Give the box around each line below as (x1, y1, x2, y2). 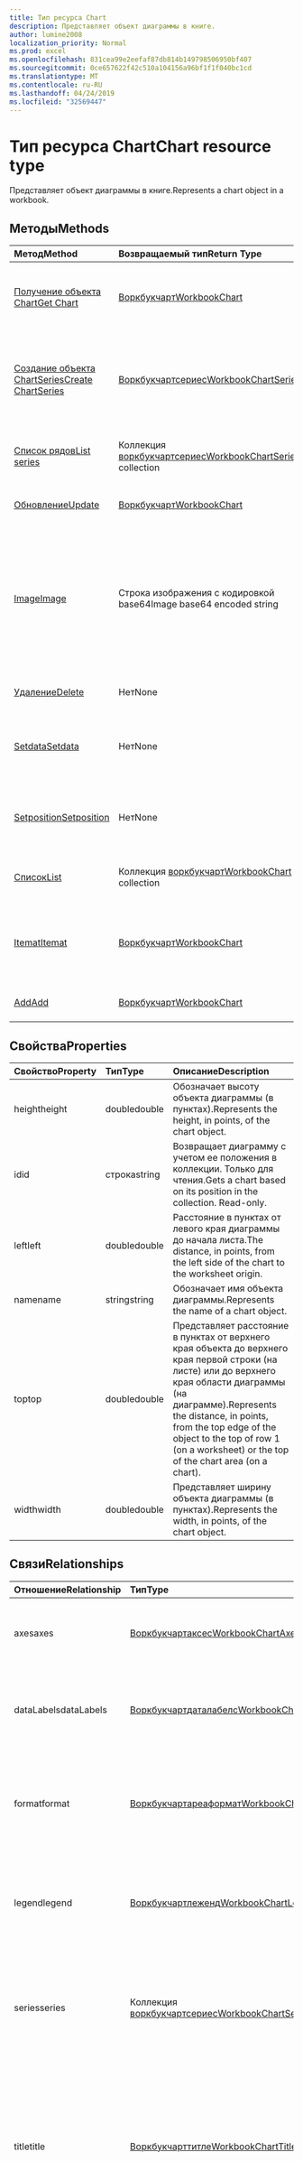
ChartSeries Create (14, 374, 93, 386)
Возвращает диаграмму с (172, 1139, 287, 1152)
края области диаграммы (172, 1376, 286, 1388)
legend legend (14, 1897, 73, 1909)
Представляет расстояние (172, 1319, 289, 1331)
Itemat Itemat (14, 936, 68, 949)
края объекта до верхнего (172, 1341, 289, 1354)
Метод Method (14, 247, 78, 260)
